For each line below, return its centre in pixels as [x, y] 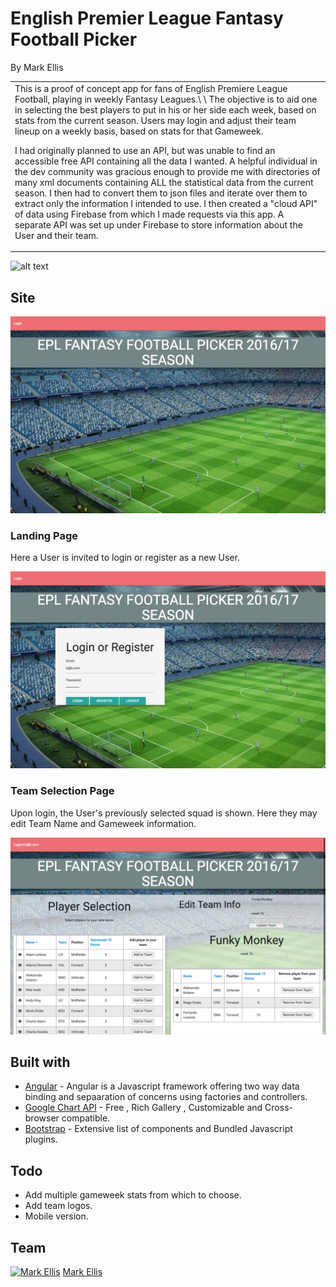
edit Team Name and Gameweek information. [103, 823]
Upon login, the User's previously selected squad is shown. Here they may [164, 813]
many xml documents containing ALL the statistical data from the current [164, 182]
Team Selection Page [62, 791]
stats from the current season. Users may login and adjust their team [155, 120]
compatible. [86, 1118]
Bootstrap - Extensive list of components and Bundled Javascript [158, 1129]
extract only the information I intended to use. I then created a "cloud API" [166, 203]
